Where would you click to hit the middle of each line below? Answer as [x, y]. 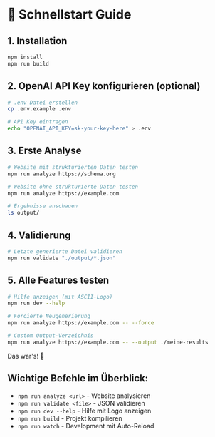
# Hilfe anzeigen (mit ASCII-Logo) [60, 297]
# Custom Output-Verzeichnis [51, 336]
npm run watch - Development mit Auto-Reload [86, 426]
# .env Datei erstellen [43, 103]
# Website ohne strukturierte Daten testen [73, 187]
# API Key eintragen [38, 122]
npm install [25, 57]
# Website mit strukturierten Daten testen [73, 167]
